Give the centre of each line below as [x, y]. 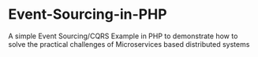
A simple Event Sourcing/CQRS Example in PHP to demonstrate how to [123, 36]
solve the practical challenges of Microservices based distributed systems [129, 44]
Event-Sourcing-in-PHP [88, 14]
